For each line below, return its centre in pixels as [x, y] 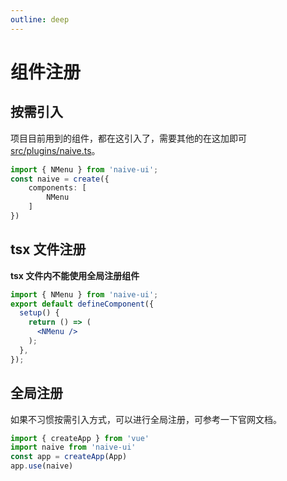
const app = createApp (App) [69, 457]
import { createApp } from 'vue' [80, 438]
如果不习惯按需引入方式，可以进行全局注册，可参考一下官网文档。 [146, 419]
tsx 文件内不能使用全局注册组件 [75, 275]
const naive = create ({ [60, 179]
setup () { [39, 313]
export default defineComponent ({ [82, 304]
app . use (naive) [42, 466]
